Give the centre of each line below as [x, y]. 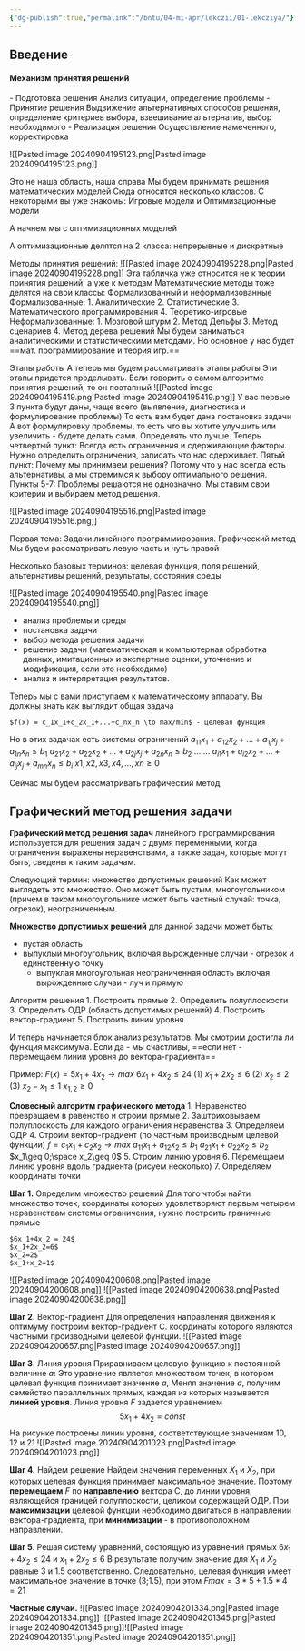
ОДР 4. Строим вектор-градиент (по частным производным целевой [144, 1135]
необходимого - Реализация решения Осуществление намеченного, [143, 127]
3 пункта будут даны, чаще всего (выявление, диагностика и [128, 407]
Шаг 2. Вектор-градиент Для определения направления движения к [143, 1316]
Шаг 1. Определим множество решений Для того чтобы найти [130, 1193]
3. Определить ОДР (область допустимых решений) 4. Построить [138, 1010]
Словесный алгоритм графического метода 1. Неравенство [128, 1106]
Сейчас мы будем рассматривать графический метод [115, 782]
